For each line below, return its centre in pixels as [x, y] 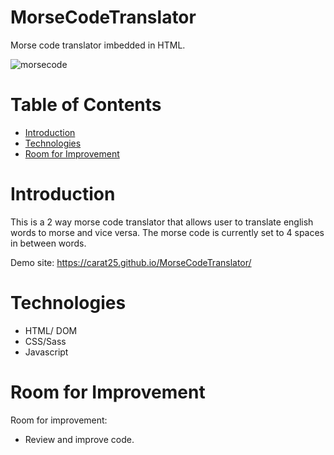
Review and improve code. [79, 439]
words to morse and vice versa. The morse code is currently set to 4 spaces [167, 232]
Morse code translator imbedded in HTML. [98, 45]
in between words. [48, 243]
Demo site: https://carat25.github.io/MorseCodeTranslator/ [131, 262]
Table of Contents [86, 105]
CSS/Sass [45, 341]
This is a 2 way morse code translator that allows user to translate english [162, 222]
